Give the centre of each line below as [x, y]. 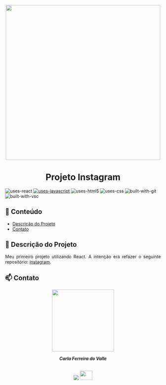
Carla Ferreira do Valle [83, 359]
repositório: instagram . [28, 262]
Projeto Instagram [83, 177]
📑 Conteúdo [24, 212]
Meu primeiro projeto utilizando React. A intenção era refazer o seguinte [83, 256]
